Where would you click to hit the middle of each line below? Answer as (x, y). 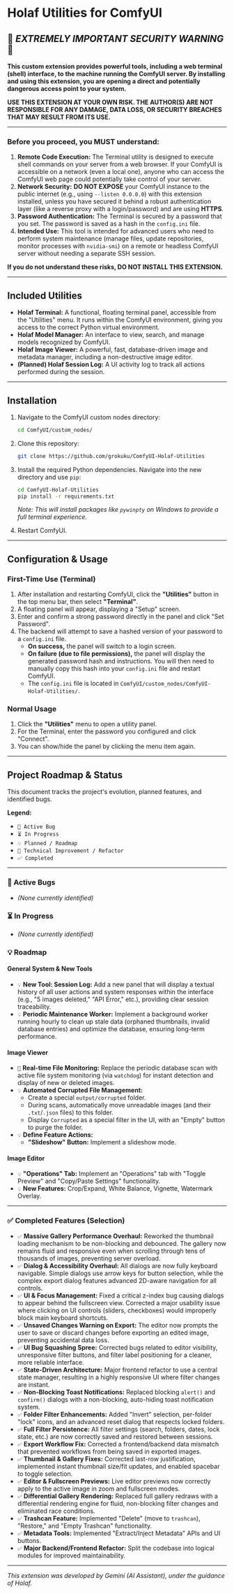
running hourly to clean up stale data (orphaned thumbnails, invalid (114, 1021)
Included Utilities (45, 295)
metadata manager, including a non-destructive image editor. (105, 357)
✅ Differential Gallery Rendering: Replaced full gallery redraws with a (117, 1496)
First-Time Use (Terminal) (52, 579)
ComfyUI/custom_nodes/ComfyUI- (165, 684)
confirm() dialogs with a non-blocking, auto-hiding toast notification (115, 1399)
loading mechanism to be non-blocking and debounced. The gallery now (122, 1243)
